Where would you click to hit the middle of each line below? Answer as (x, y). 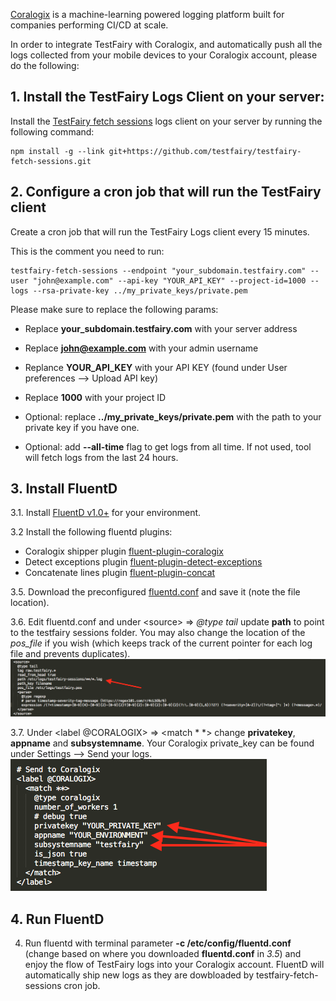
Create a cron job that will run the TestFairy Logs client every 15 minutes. (160, 231)
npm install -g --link (57, 151)
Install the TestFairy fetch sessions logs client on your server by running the (166, 121)
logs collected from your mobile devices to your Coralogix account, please (164, 55)
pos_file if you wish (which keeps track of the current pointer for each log (161, 643)
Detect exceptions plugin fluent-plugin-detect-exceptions (143, 562)
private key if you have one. (82, 427)
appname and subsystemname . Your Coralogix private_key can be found (162, 743)
